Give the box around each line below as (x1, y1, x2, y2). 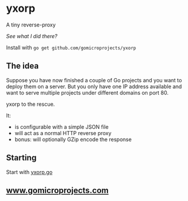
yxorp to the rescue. (6, 101, 55, 108)
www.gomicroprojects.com (6, 185, 109, 195)
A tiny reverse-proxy (6, 21, 56, 28)
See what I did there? (6, 32, 58, 39)
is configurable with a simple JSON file (14, 123, 109, 130)
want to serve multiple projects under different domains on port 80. (6, 89, 169, 96)
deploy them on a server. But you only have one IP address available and (6, 83, 182, 90)
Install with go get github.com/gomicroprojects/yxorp (6, 43, 136, 51)
